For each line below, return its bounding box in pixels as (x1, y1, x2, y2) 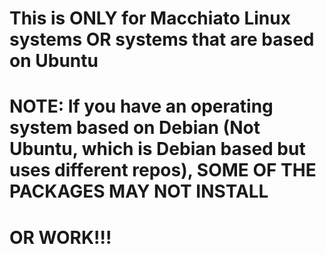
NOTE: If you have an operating (9, 95, 274, 118)
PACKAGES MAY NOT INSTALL (9, 180, 269, 203)
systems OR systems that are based (9, 28, 315, 51)
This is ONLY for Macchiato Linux (9, 7, 291, 30)
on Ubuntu (9, 50, 99, 72)
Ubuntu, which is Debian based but (9, 138, 306, 161)
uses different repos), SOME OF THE (9, 159, 317, 182)
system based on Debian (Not (9, 117, 261, 139)
